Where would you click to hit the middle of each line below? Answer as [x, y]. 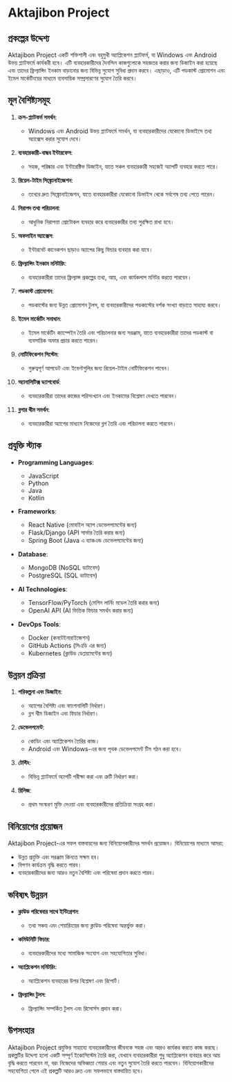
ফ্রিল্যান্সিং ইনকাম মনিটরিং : [42, 263]
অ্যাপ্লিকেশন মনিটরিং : [37, 967]
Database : [33, 554]
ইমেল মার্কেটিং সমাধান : [39, 318]
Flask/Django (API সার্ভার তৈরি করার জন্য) [77, 532]
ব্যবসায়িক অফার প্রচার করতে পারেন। [64, 340]
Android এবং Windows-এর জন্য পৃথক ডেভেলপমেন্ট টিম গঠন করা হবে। [105, 749]
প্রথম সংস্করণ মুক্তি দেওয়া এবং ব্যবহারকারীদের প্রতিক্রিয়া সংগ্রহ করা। [93, 804]
